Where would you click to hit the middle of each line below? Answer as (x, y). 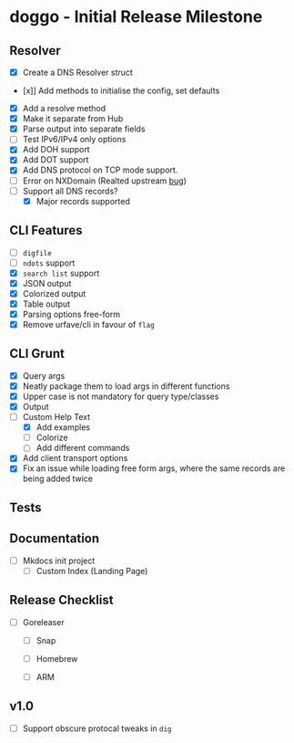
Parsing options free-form (71, 314)
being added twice (58, 479)
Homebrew (57, 658)
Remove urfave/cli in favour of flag (88, 324)
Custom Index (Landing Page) (92, 570)
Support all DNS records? (70, 191)
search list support (61, 273)
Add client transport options (75, 458)
